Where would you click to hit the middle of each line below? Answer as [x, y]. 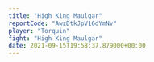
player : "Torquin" [39, 31]
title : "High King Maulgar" [56, 16]
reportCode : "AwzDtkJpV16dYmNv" [62, 23]
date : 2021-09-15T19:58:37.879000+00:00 [77, 46]
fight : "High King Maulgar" [56, 38]
